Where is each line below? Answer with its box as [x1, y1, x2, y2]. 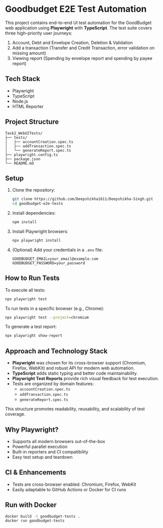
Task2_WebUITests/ [5, 131, 43, 136]
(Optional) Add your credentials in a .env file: [12, 247, 103, 252]
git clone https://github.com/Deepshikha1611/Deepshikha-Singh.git [12, 196, 153, 202]
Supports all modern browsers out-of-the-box [12, 438, 106, 444]
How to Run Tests [5, 274, 60, 282]
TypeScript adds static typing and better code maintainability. [12, 370, 138, 376]
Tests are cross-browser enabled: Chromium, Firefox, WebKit [12, 481, 136, 487]
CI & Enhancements [5, 468, 66, 477]
